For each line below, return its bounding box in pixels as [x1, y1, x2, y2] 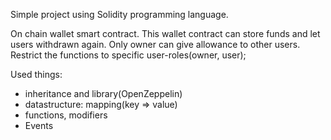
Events [24, 120, 54, 131]
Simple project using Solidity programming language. [10, 9, 229, 20]
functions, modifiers [24, 109, 108, 121]
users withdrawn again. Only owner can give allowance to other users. [10, 39, 301, 50]
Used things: [10, 69, 63, 80]
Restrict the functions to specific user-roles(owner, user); [10, 49, 247, 61]
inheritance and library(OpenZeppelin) [24, 88, 183, 99]
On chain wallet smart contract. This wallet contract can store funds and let [10, 28, 321, 39]
